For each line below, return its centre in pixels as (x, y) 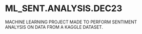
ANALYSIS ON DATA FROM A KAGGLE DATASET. (54, 27)
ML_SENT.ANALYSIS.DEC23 (64, 8)
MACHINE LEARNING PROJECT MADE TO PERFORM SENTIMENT (71, 22)
